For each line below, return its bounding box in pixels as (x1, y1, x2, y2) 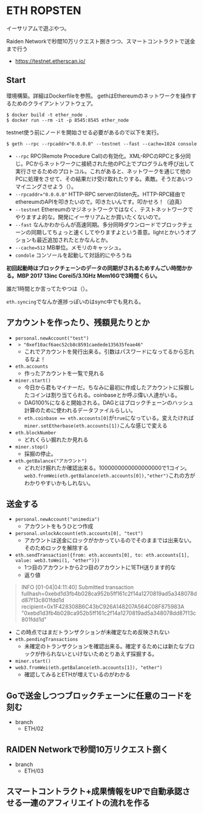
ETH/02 (24, 725, 44, 732)
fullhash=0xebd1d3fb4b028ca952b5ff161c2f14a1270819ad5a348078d (21, 590, 198, 598)
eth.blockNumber (15, 429, 57, 436)
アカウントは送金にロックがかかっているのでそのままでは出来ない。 (24, 537, 194, 544)
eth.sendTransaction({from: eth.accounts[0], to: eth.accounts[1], (15, 553, 190, 559)
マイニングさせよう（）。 (15, 182, 77, 190)
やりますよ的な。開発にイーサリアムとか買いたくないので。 (15, 213, 164, 220)
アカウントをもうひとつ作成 (24, 523, 94, 530)
